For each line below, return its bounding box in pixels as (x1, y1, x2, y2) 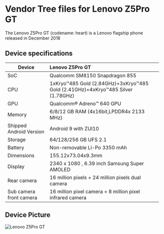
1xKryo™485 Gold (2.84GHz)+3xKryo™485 (49, 80, 149, 86)
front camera (7, 194, 38, 201)
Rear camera (7, 177, 37, 184)
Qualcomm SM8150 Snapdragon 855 (49, 72, 137, 79)
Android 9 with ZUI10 (49, 125, 99, 132)
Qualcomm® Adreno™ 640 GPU (49, 100, 122, 107)
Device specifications (5, 49, 73, 58)
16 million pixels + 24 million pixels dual (49, 174, 141, 181)
